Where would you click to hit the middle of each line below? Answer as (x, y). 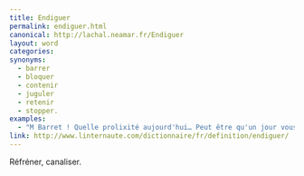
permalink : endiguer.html (58, 26)
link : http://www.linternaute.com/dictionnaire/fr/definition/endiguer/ (149, 136)
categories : (32, 52)
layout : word (34, 43)
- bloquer (36, 77)
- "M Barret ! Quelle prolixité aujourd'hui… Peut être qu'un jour (147, 128)
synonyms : (28, 60)
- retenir (36, 102)
